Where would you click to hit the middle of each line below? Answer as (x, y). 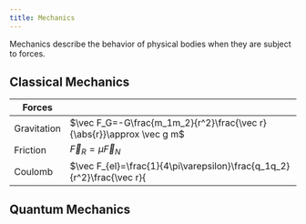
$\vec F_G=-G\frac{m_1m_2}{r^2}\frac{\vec (163, 123)
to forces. (27, 53)
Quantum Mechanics (70, 210)
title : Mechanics (42, 18)
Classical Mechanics (70, 82)
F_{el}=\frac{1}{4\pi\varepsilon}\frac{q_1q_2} (193, 166)
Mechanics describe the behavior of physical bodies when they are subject (150, 44)
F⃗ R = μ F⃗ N (95, 150)
